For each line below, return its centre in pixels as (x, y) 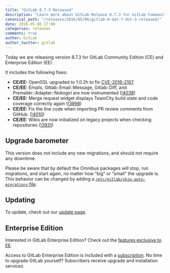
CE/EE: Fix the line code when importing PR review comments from (83, 108)
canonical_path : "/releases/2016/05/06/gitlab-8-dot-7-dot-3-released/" (83, 19)
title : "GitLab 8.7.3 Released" (39, 10)
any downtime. (21, 158)
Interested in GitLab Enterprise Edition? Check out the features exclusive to (83, 240)
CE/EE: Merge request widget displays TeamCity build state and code (85, 98)
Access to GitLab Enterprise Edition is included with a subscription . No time (84, 255)
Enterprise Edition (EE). (29, 62)
